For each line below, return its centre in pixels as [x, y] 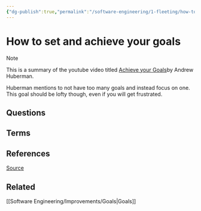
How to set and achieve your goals [94, 41]
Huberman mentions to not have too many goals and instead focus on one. [98, 88]
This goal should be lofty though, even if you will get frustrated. [84, 94]
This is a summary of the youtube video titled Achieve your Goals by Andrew [100, 70]
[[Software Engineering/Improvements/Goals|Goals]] [71, 201]
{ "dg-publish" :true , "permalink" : [48, 12]
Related [21, 187]
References [28, 153]
